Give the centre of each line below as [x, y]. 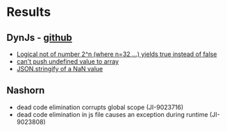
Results [29, 12]
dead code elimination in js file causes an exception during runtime [112, 114]
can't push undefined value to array [68, 62]
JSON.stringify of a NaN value [60, 69]
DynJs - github [39, 38]
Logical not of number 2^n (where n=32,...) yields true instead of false [117, 54]
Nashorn [26, 91]
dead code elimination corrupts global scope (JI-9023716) [100, 107]
